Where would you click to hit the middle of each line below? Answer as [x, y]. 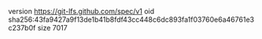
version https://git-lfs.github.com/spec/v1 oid [81, 11]
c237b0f [22, 28]
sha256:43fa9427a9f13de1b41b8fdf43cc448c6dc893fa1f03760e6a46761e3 [131, 19]
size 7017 [53, 28]
